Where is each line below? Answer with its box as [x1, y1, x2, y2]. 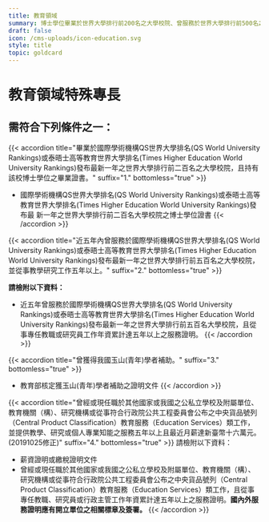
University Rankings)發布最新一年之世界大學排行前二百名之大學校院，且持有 [8, 163, 259, 172]
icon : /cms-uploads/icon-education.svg [8, 34, 142, 42]
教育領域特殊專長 [8, 86, 122, 104]
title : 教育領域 [8, 11, 58, 20]
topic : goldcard [8, 49, 62, 57]
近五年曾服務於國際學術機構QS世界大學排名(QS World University [19, 299, 233, 309]
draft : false [8, 26, 52, 34]
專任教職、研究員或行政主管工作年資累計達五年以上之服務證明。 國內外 [19, 495, 252, 504]
